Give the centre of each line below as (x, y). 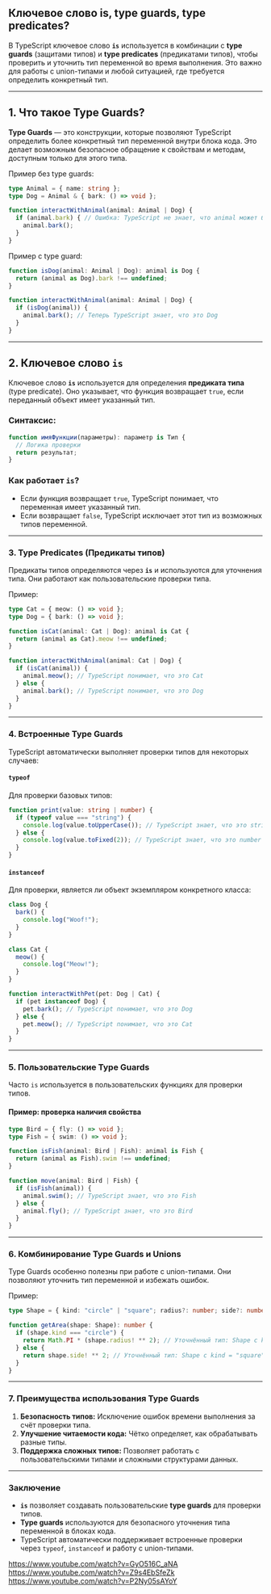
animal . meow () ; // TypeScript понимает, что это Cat (113, 676)
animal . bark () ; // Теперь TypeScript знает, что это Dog (121, 315)
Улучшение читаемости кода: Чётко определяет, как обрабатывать (139, 1433)
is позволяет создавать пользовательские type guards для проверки (140, 1505)
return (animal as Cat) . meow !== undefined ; (92, 639)
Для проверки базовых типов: (60, 795)
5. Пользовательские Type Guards (79, 1067)
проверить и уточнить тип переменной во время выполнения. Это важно (135, 62)
